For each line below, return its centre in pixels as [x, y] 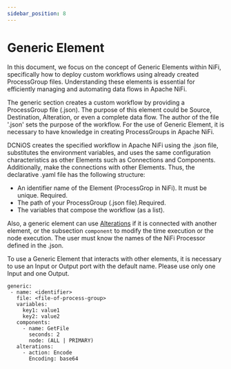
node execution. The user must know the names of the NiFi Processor [106, 238]
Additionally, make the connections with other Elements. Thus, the [101, 167]
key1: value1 [41, 310]
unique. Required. [42, 195]
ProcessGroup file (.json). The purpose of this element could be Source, [110, 110]
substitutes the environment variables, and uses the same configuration [109, 152]
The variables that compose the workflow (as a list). [91, 210]
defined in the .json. [36, 245]
